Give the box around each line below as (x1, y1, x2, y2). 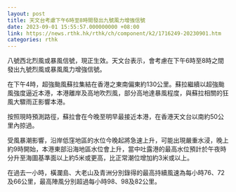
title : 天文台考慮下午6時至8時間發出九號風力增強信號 (7, 17, 146, 24)
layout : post (7, 10, 46, 18)
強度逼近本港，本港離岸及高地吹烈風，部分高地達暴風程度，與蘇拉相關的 (13, 89, 223, 97)
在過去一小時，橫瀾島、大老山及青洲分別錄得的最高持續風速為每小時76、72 (7, 169, 225, 177)
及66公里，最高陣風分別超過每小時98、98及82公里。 (7, 177, 162, 186)
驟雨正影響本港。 (19, 97, 69, 106)
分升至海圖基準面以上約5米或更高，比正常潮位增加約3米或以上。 (7, 153, 193, 162)
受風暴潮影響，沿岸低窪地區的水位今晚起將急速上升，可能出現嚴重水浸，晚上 (7, 136, 229, 144)
